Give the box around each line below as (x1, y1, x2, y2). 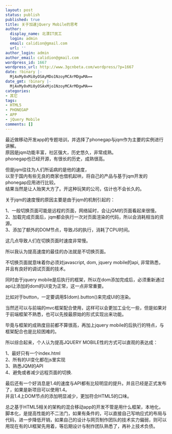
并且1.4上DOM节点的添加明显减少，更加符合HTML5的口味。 (5, 393, 132, 399)
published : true (5, 17, 40, 22)
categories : (5, 88, 31, 94)
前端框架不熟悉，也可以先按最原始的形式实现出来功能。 (9, 311, 126, 317)
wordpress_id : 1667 (5, 60, 47, 65)
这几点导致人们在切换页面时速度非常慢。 (5, 237, 91, 244)
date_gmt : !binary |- (5, 79, 52, 84)
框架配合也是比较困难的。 (5, 328, 59, 334)
